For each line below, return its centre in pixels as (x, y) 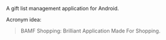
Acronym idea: (24, 19)
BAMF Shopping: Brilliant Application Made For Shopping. (90, 31)
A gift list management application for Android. (63, 8)
